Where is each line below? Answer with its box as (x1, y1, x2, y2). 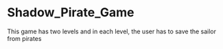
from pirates (7, 34, 42, 42)
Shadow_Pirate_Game (7, 5, 134, 20)
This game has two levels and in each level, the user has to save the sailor (7, 27, 217, 35)
